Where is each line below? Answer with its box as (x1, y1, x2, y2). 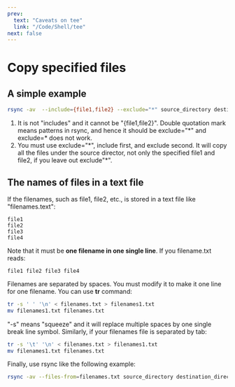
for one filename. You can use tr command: (7, 287, 133, 295)
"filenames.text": (7, 202, 56, 211)
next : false (7, 29, 42, 37)
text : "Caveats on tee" (13, 17, 83, 24)
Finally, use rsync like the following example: (7, 360, 136, 368)
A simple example (7, 87, 87, 99)
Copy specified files (7, 60, 127, 76)
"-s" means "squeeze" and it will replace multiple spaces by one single (7, 320, 212, 328)
